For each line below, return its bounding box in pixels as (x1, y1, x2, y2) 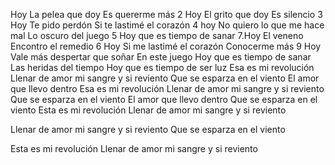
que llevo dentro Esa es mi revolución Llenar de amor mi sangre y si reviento (10, 83, 325, 94)
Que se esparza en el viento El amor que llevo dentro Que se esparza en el (10, 94, 318, 105)
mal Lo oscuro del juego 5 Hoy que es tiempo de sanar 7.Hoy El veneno (10, 30, 304, 41)
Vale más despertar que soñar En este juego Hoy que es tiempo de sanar (10, 51, 312, 63)
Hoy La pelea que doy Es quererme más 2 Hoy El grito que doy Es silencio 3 (10, 9, 323, 20)
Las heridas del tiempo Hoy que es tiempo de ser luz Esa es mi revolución (10, 62, 315, 73)
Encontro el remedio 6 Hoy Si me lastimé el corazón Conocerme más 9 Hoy (10, 40, 322, 52)
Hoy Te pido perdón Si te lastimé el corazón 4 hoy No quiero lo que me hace (10, 19, 325, 31)
